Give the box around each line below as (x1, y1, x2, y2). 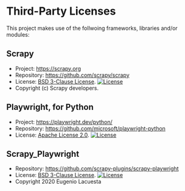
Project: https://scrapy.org (15, 65, 81, 72)
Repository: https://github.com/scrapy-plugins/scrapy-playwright (15, 165, 179, 172)
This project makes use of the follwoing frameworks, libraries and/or (6, 24, 178, 32)
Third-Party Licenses (6, 4, 116, 18)
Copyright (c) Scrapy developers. (15, 84, 99, 92)
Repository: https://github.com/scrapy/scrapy (15, 71, 130, 79)
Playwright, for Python (6, 102, 94, 112)
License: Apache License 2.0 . (15, 131, 89, 139)
